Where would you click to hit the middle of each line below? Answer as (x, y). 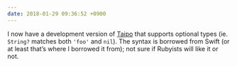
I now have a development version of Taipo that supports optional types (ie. (118, 34)
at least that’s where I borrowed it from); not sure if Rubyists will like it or (113, 48)
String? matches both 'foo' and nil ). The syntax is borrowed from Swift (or (118, 41)
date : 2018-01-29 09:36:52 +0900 (57, 14)
